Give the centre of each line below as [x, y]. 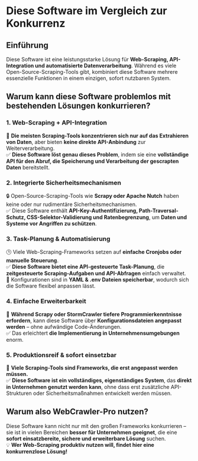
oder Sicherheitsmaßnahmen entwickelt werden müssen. [103, 393]
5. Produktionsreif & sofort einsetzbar [61, 355]
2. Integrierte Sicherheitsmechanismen [64, 182]
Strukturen [19, 393]
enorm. [15, 339]
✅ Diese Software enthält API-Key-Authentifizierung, [72, 210]
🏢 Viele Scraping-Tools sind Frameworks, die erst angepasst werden [92, 368]
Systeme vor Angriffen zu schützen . [51, 223]
